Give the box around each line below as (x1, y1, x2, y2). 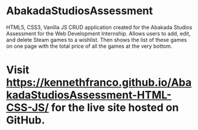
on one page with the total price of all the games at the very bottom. (6, 43, 173, 50)
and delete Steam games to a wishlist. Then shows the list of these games (6, 36, 187, 43)
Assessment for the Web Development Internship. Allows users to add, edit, (6, 30, 191, 37)
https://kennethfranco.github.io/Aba (6, 76, 191, 89)
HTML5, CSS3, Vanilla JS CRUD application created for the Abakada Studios (6, 24, 193, 31)
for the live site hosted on (51, 101, 179, 115)
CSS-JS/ (6, 101, 49, 115)
